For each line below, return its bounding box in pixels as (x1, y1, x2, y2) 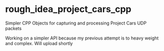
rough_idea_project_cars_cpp (5, 3, 131, 15)
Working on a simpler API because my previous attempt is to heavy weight (5, 35, 159, 41)
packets (5, 25, 22, 31)
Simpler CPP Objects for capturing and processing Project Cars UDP (5, 20, 147, 26)
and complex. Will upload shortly (5, 40, 73, 46)
